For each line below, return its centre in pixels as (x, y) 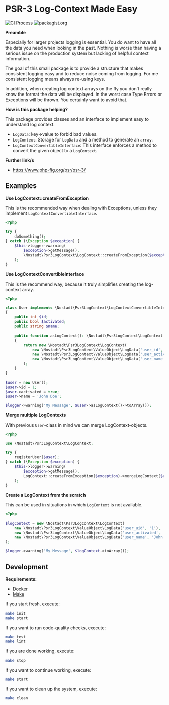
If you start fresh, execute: (33, 604)
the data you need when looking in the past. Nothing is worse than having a (83, 48)
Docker (20, 589)
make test (16, 637)
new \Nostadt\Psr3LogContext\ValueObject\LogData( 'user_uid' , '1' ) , (88, 528)
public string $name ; (37, 326)
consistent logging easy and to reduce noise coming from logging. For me (82, 73)
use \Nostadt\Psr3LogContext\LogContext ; (49, 443)
